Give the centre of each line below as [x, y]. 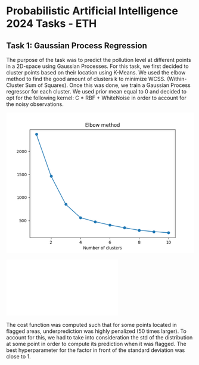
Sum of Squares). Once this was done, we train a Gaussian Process [108, 85]
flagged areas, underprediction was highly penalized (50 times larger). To [96, 331]
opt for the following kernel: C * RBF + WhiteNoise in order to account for [96, 98]
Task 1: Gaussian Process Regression [77, 46]
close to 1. [18, 356]
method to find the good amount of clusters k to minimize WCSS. [86, 79]
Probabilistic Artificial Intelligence [92, 11]
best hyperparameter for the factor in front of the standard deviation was [96, 350]
